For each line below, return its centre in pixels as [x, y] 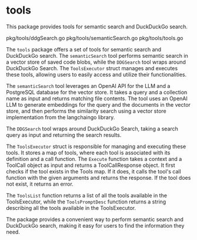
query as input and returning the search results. [64, 135]
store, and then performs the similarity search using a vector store [86, 111]
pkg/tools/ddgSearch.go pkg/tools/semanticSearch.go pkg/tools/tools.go [95, 38]
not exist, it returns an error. [40, 184]
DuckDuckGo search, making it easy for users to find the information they [95, 225]
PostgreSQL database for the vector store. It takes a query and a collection [97, 92]
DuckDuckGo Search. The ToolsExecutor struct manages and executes [92, 68]
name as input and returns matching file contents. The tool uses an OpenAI [97, 98]
